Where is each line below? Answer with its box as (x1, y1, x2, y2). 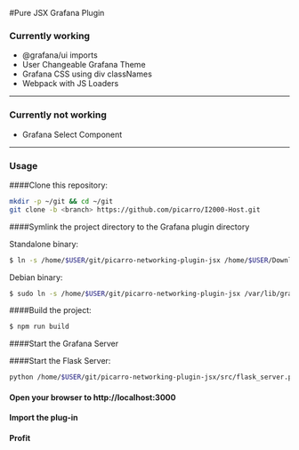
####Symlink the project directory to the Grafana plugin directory (9, 221, 250, 232)
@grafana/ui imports (21, 50, 98, 60)
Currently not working (9, 108, 107, 121)
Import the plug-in (9, 413, 78, 423)
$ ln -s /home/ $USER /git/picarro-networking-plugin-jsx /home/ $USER (9, 255, 269, 265)
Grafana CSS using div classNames (21, 68, 153, 79)
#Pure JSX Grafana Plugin (9, 8, 105, 18)
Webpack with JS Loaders (21, 78, 119, 89)
